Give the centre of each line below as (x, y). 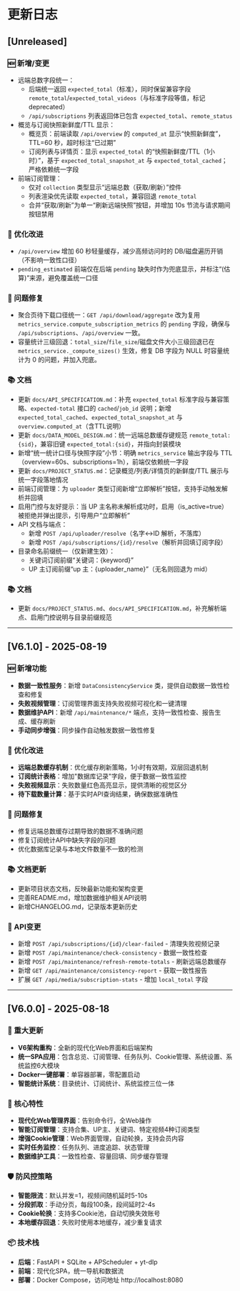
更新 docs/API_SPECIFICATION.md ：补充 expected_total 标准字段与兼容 (120, 399)
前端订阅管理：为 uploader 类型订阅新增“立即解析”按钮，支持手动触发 (120, 488)
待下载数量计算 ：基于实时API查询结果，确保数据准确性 (98, 794)
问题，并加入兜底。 (72, 360)
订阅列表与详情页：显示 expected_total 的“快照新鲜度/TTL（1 (119, 151)
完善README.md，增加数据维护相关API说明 (82, 897)
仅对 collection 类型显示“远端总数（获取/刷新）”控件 (105, 187)
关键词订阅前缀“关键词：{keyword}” (81, 560)
